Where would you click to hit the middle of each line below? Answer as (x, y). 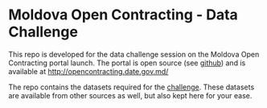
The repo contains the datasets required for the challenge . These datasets (131, 87)
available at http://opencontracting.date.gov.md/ (88, 71)
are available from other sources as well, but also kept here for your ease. (130, 95)
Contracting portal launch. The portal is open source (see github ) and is (127, 63)
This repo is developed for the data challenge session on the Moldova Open (134, 54)
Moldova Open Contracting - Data (123, 15)
